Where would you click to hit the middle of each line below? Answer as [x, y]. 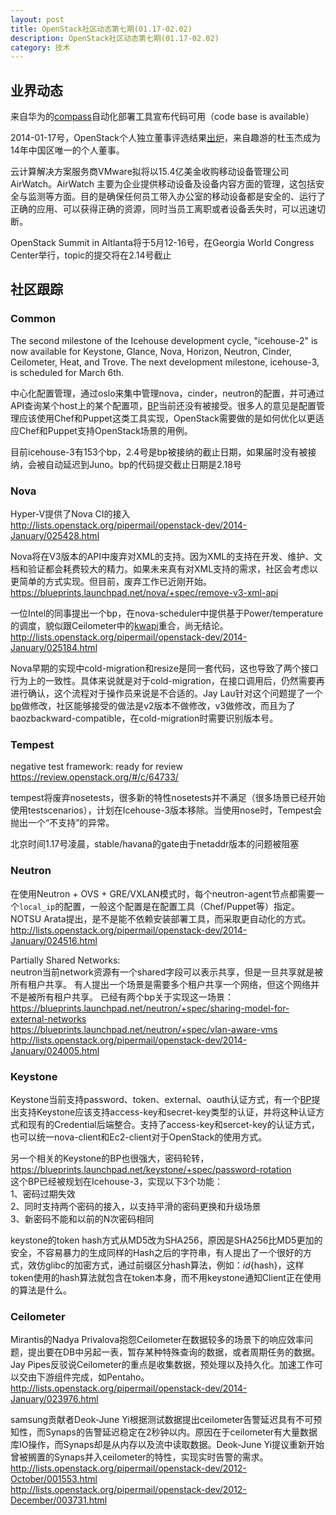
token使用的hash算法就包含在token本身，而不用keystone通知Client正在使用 [166, 1277]
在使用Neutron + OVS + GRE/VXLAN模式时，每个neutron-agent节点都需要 [163, 893]
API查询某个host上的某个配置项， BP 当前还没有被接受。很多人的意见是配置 [163, 405]
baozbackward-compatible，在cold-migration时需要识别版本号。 [144, 718]
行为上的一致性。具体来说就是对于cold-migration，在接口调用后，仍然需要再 [167, 681]
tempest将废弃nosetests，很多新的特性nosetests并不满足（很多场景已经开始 [168, 798]
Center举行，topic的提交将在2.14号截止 [91, 255]
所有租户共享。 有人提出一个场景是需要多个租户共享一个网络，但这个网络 [160, 984]
